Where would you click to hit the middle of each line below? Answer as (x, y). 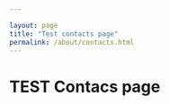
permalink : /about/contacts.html (72, 42)
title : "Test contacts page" (64, 34)
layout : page (34, 25)
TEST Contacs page (85, 87)
